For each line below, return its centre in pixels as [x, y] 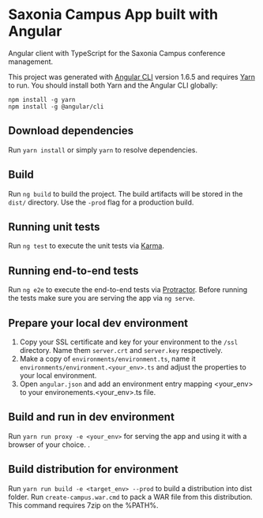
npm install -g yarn [42, 99]
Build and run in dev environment [92, 417]
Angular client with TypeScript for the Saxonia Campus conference [117, 53]
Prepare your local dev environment [98, 323]
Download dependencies [71, 131]
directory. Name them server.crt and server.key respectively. [121, 350]
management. [31, 62]
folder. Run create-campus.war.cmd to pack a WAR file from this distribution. [130, 497]
